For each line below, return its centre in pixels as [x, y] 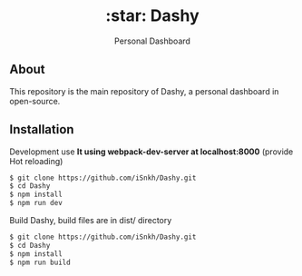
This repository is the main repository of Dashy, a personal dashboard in [144, 91]
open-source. [35, 101]
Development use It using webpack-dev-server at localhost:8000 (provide [151, 152]
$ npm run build [40, 262]
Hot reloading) [36, 161]
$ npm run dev [36, 203]
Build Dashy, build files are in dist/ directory [91, 221]
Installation [42, 129]
